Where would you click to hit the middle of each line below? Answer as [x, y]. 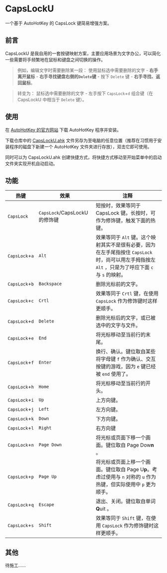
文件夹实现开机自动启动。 [31, 163]
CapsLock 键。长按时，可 [125, 213]
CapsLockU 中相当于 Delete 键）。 [52, 99]
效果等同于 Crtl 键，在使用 [127, 293]
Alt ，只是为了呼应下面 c [125, 268]
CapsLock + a [21, 256]
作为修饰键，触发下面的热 [125, 221]
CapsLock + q [21, 505]
